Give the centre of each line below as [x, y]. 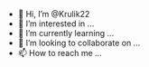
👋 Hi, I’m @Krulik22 [54, 14]
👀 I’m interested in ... [56, 24]
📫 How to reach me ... [60, 53]
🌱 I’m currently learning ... [66, 33]
